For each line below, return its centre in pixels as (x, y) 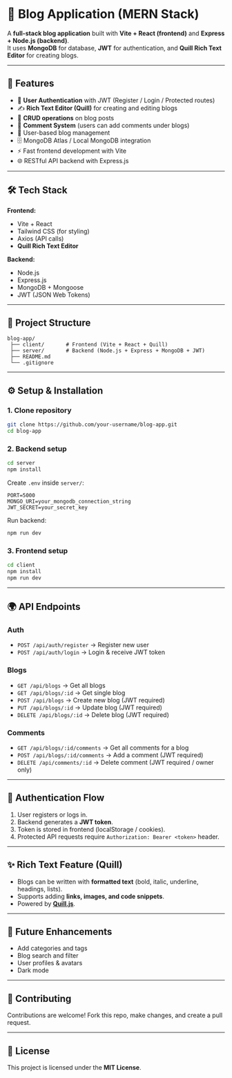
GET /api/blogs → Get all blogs (61, 685)
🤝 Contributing (39, 998)
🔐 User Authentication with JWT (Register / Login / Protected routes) (116, 100)
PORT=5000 (21, 495)
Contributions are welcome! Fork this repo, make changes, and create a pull (115, 1015)
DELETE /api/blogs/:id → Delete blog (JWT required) (93, 714)
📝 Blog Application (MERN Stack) (103, 14)
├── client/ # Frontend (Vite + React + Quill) (89, 345)
